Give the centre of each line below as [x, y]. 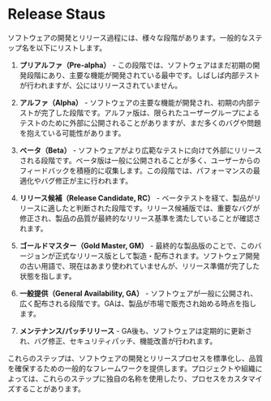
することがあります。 [50, 388]
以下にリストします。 [71, 47]
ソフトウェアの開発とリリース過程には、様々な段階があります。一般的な [128, 37]
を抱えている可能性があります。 [72, 133]
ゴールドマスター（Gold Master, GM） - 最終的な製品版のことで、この [137, 245]
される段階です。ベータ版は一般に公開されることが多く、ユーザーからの [140, 160]
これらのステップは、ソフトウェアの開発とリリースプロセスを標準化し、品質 [135, 358]
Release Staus [57, 14]
